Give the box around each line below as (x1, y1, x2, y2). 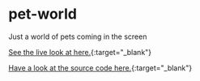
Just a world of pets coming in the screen (8, 32, 147, 41)
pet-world (8, 5, 77, 23)
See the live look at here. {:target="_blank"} (8, 47, 152, 57)
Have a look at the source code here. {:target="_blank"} (8, 62, 193, 73)
